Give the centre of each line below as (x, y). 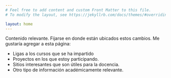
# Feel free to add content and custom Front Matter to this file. (78, 10)
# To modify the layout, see (36, 15)
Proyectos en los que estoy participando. (56, 59)
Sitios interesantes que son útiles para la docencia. (66, 65)
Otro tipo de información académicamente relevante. (68, 70)
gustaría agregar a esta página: (38, 44)
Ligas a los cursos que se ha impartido (53, 54)
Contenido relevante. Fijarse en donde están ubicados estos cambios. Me (82, 38)
